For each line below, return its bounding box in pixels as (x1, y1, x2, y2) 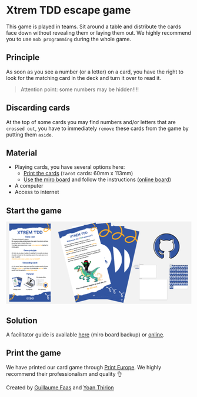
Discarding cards (6, 103, 71, 113)
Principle (6, 52, 40, 62)
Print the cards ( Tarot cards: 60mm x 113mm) (23, 170, 133, 177)
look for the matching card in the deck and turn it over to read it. (6, 74, 162, 81)
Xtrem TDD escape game (6, 4, 131, 17)
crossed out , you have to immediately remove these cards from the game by (6, 125, 189, 132)
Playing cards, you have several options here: (14, 164, 125, 171)
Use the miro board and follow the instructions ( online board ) (23, 176, 172, 183)
